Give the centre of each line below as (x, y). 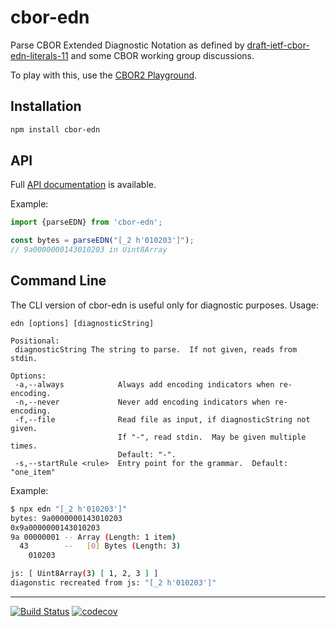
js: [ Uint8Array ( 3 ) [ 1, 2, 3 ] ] (84, 574)
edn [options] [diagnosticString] (82, 323)
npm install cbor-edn (55, 129)
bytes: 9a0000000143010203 (66, 518)
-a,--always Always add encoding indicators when (144, 384)
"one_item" (33, 472)
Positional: (35, 341)
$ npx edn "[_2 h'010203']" (69, 509)
